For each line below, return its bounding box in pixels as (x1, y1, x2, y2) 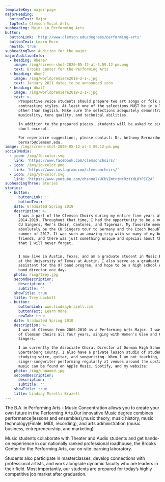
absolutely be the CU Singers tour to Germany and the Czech (18, 227, 146, 232)
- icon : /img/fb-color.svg (9, 153, 65, 158)
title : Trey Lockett (14, 295, 56, 300)
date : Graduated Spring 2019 (14, 204, 74, 209)
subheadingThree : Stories (5, 181, 58, 186)
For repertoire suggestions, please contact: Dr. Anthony (18, 135, 139, 140)
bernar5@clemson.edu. (18, 140, 63, 145)
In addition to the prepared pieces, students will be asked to (18, 121, 153, 126)
